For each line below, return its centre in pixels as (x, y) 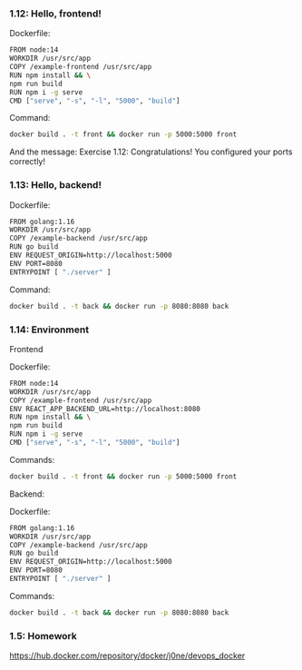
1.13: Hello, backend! (56, 185)
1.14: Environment (49, 330)
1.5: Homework (43, 636)
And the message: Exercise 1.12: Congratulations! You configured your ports (151, 152)
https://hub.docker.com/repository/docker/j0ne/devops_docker (127, 655)
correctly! (28, 162)
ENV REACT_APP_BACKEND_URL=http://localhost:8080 (105, 409)
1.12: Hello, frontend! (56, 14)
